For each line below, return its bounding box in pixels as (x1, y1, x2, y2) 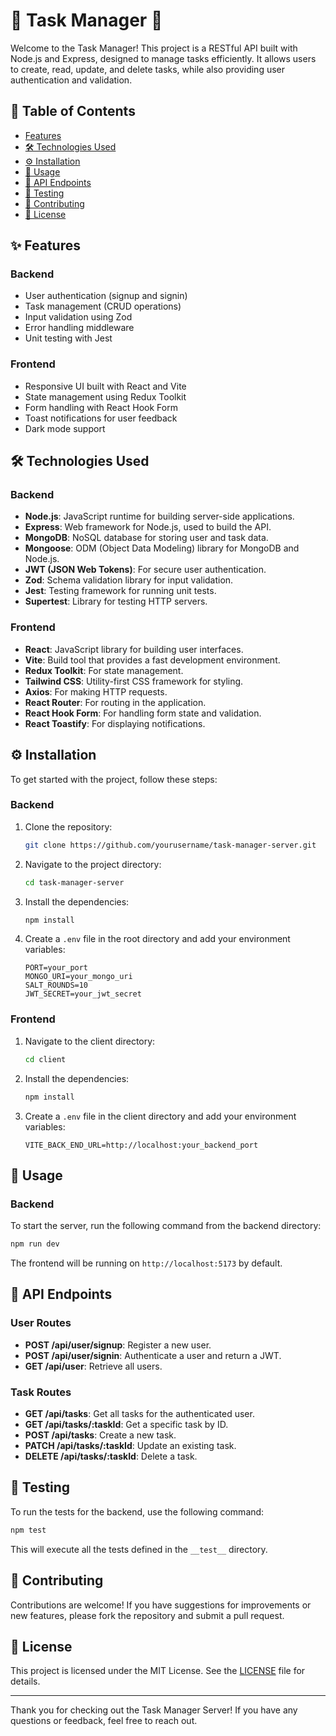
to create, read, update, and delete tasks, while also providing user (10, 63, 286, 75)
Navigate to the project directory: (24, 858, 162, 870)
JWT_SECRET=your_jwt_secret (24, 989, 142, 999)
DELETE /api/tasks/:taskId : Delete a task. (24, 1450, 198, 1463)
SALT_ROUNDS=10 (24, 980, 89, 991)
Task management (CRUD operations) (24, 300, 182, 313)
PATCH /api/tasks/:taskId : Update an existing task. (24, 1440, 237, 1452)
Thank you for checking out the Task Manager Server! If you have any (10, 1704, 298, 1716)
